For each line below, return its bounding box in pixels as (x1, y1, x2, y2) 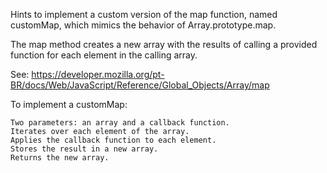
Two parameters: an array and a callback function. (10, 118, 230, 128)
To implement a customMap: (10, 99, 128, 110)
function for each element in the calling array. (10, 49, 198, 61)
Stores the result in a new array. (10, 144, 159, 154)
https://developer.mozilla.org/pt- (31, 69, 165, 80)
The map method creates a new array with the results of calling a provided (10, 39, 318, 50)
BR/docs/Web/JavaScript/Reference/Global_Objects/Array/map (10, 79, 270, 91)
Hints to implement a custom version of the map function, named (10, 9, 278, 20)
